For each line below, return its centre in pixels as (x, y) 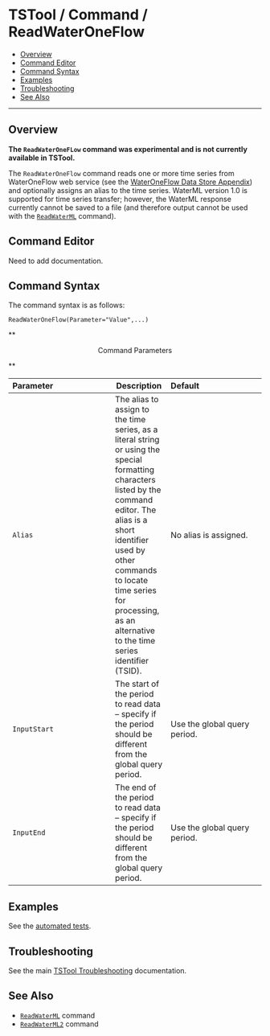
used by (131, 550)
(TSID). (129, 671)
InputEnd (29, 833)
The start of (137, 684)
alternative (135, 631)
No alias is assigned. (209, 535)
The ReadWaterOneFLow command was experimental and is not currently (128, 149)
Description (139, 386)
